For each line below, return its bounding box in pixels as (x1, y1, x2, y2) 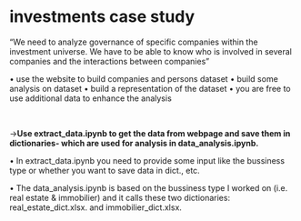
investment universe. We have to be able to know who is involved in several (9, 45, 293, 56)
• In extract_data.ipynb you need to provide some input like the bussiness (9, 155, 285, 166)
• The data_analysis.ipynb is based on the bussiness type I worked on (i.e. (9, 182, 288, 193)
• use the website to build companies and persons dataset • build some (9, 73, 279, 84)
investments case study (9, 6, 196, 27)
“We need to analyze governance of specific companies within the (9, 36, 258, 47)
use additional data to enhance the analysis (9, 93, 173, 104)
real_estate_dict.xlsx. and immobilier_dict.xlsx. (9, 202, 182, 213)
